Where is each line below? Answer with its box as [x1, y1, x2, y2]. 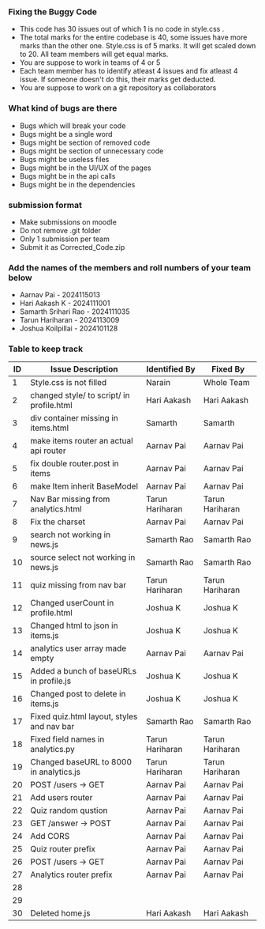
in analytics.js [30, 766, 81, 777]
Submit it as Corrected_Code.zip [19, 242, 125, 251]
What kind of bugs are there [8, 103, 118, 114]
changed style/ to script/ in [30, 390, 130, 401]
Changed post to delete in [30, 689, 126, 700]
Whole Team [203, 377, 250, 388]
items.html [30, 422, 69, 433]
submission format [8, 199, 83, 210]
